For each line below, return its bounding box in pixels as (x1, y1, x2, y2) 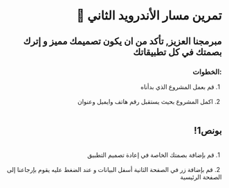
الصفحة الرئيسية (179, 173, 222, 181)
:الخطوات (192, 67, 222, 76)
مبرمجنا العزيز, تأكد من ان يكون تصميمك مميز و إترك (23, 35, 222, 47)
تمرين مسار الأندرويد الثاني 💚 (76, 8, 222, 24)
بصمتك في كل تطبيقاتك (133, 46, 222, 58)
